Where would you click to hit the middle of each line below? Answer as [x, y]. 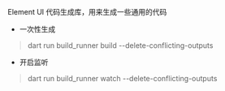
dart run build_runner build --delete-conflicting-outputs [120, 45]
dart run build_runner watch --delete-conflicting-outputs [122, 78]
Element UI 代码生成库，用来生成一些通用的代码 [87, 12]
